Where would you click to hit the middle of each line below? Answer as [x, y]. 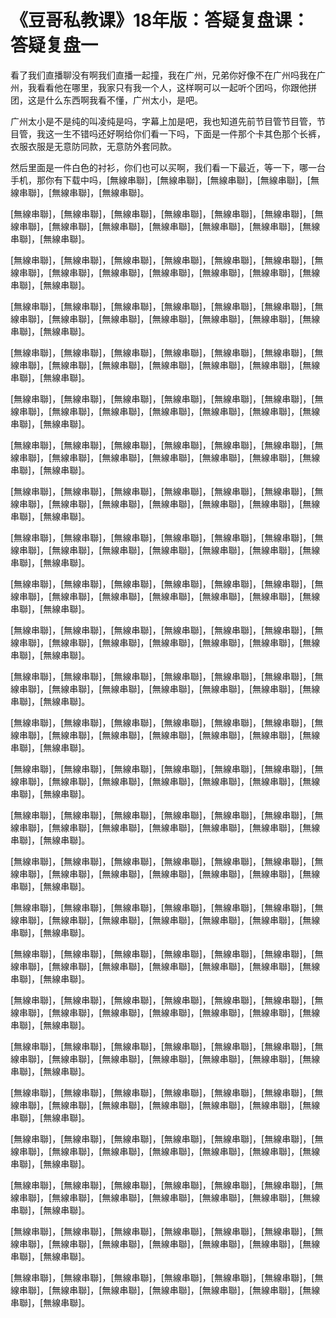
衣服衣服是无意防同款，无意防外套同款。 [93, 146]
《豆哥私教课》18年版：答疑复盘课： [160, 20]
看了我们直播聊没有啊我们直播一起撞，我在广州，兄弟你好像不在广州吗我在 [163, 75]
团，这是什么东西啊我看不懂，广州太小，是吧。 [106, 100]
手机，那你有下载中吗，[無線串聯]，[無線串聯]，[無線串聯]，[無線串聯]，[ [160, 180]
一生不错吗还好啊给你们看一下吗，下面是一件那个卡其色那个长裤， [189, 133]
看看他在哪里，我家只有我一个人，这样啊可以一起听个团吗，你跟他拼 [176, 87]
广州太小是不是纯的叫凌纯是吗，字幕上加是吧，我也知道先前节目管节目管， [163, 121]
